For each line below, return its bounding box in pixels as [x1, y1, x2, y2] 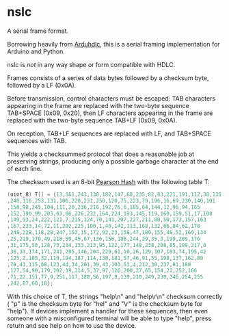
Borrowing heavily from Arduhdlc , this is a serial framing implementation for [7, 40, 220, 48]
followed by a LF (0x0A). [7, 81, 77, 89]
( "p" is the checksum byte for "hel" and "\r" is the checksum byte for [7, 300, 203, 308]
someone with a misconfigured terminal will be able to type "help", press [7, 314, 212, 322]
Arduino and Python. [7, 47, 65, 55]
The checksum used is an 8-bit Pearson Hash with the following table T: [7, 177, 210, 185]
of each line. [7, 164, 42, 172]
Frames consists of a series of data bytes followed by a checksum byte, [7, 73, 210, 82]
